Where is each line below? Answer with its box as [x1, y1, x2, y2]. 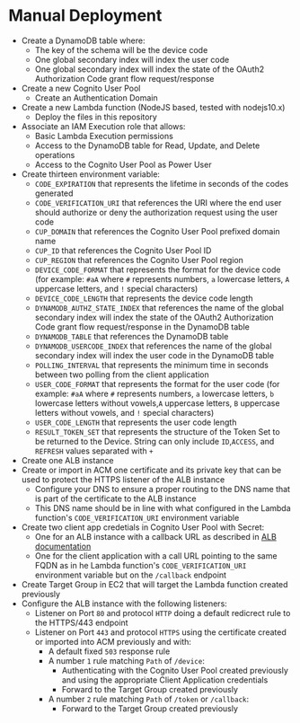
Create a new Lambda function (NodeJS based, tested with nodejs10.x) [21, 101, 286, 112]
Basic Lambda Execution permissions [34, 130, 174, 141]
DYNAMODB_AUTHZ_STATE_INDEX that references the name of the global [34, 302, 285, 313]
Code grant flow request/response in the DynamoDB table [34, 321, 251, 332]
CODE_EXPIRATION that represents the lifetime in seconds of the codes [34, 178, 289, 189]
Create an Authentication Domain [34, 92, 158, 103]
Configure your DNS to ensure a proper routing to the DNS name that [34, 483, 291, 494]
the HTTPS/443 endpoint [34, 617, 128, 628]
